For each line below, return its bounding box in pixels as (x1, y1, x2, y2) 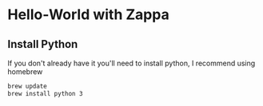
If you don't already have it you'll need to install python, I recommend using (7, 58, 256, 68)
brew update (7, 82, 47, 90)
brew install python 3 (7, 89, 83, 97)
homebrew (7, 67, 43, 77)
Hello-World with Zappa (7, 6, 169, 24)
